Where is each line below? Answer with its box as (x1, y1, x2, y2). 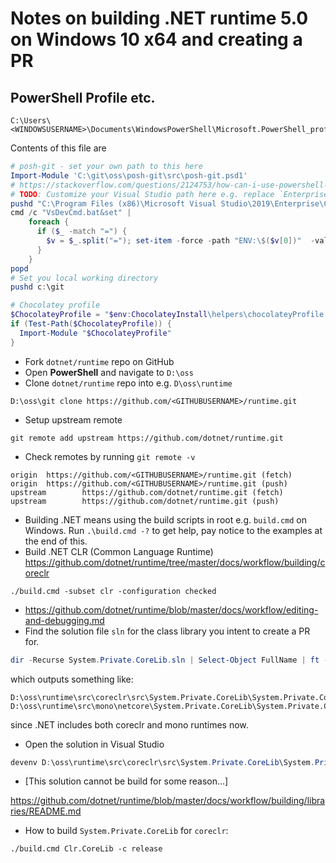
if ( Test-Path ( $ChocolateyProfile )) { (10, 319, 172, 329)
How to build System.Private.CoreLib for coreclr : (24, 825, 229, 837)
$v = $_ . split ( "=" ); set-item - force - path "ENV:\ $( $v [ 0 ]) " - (46, 236, 316, 246)
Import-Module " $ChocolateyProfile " (19, 328, 172, 338)
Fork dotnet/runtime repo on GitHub (24, 355, 175, 367)
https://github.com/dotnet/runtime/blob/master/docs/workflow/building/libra (10, 795, 326, 807)
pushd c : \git (10, 282, 65, 292)
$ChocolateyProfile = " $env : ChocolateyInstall (10, 310, 208, 320)
